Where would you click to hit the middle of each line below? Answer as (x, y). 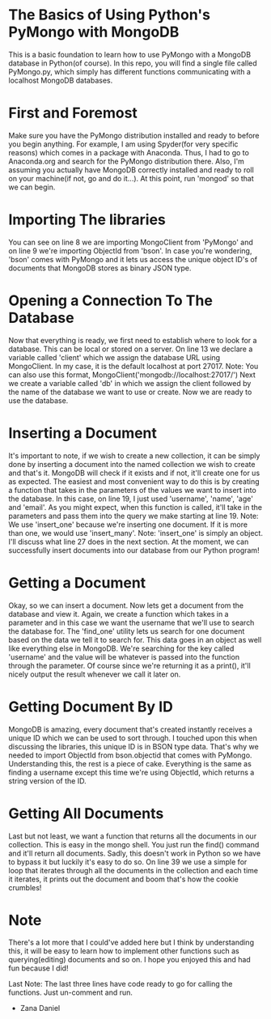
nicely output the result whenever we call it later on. (95, 674)
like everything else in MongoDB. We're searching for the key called (121, 648)
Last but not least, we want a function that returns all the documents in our (133, 836)
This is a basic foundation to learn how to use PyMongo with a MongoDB (130, 54)
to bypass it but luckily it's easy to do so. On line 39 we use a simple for (128, 862)
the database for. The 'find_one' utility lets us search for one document (127, 631)
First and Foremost (73, 113)
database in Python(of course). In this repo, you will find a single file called (133, 63)
